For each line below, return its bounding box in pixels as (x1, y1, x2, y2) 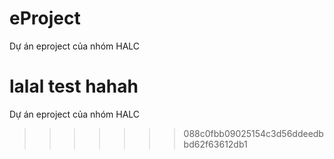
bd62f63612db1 (183, 138, 248, 150)
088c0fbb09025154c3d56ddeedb (183, 127, 324, 139)
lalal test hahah (9, 75, 139, 98)
